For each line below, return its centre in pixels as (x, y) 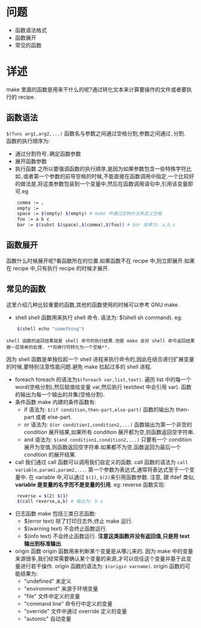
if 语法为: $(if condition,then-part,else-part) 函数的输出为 (99, 409)
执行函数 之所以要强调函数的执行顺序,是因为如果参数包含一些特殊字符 (100, 168)
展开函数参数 (31, 161)
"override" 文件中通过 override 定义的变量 (75, 611)
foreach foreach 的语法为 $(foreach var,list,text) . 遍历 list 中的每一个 (103, 379)
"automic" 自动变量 (47, 619)
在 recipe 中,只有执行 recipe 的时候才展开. (58, 268)
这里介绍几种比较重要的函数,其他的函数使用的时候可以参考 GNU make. (93, 305)
